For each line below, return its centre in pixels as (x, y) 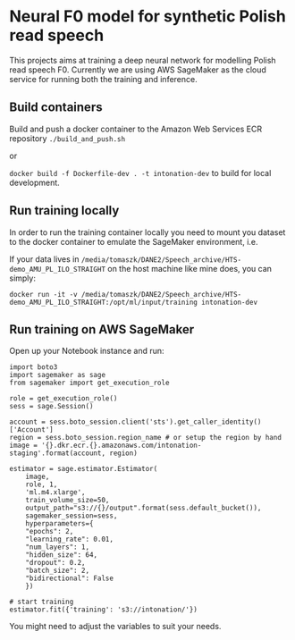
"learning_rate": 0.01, (70, 539)
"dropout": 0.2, (56, 563)
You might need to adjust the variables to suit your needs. (115, 627)
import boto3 (34, 367)
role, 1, (42, 484)
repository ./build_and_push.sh (67, 138)
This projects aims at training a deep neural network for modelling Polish (143, 60)
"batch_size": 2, (58, 571)
